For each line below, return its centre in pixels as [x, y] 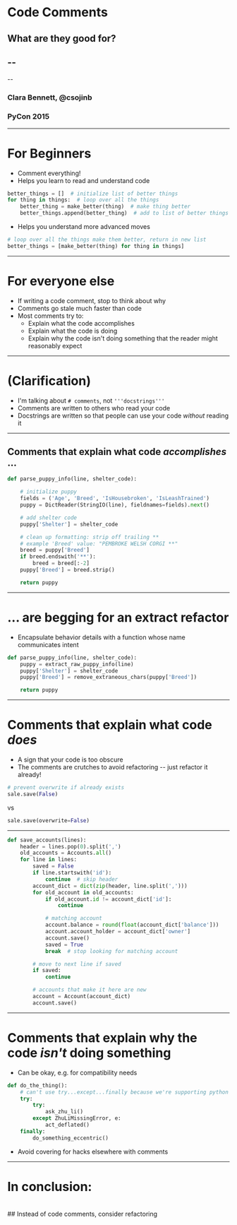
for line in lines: [49, 860]
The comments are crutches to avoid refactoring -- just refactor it [113, 767]
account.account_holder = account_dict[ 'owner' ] [118, 932]
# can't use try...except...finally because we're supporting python [124, 1092]
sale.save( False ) [33, 794]
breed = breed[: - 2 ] [61, 563]
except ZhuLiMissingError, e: [77, 1118]
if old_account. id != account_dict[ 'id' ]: [108, 899]
